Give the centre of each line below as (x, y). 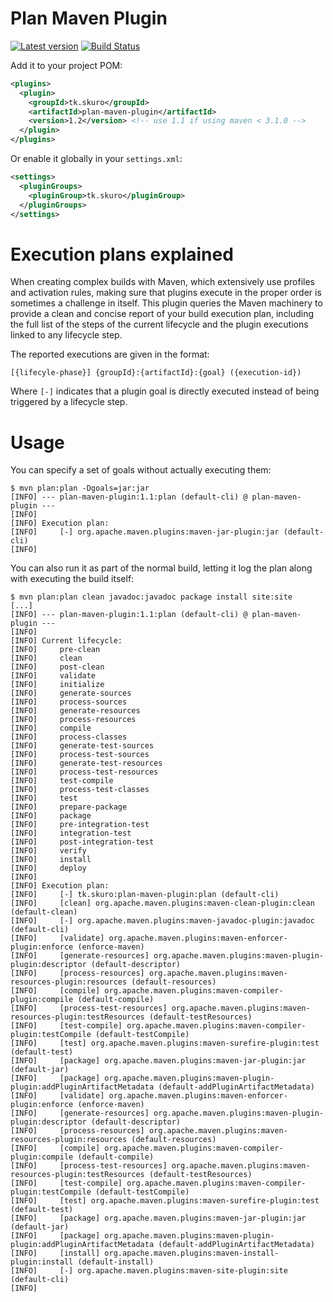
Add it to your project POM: (66, 65)
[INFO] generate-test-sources (82, 746)
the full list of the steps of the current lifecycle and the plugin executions (159, 324)
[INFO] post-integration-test (82, 842)
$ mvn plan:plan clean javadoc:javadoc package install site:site (151, 597)
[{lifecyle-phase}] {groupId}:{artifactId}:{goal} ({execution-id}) (156, 373)
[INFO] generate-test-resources (86, 763)
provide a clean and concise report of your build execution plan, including (162, 314)
